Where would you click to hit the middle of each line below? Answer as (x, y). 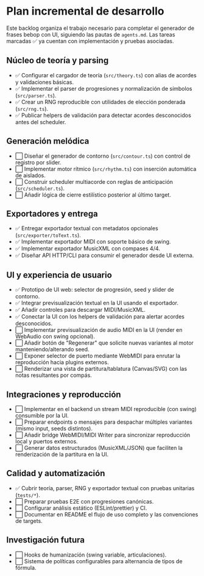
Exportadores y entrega (52, 213)
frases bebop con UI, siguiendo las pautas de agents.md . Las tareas (91, 34)
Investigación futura (46, 540)
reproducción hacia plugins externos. (62, 362)
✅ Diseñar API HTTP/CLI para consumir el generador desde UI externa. (104, 255)
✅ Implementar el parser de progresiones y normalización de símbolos (104, 88)
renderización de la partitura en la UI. (62, 454)
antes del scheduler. (40, 122)
